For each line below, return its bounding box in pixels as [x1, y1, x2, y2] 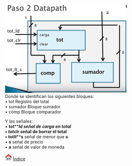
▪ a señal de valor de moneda [5, 144, 65, 150]
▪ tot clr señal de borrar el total [5, 129, 67, 134]
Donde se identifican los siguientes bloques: [5, 94, 94, 99]
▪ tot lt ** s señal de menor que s [5, 134, 68, 139]
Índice [13, 156, 26, 162]
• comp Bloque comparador [5, 109, 61, 115]
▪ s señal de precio [5, 139, 43, 145]
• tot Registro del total [5, 99, 50, 104]
